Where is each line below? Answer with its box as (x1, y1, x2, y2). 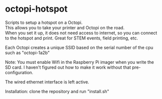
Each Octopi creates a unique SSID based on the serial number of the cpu (5, 44, 154, 50)
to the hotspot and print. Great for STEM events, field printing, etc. (5, 35, 138, 41)
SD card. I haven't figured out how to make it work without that (5, 64, 131, 70)
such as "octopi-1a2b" (5, 50, 50, 56)
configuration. (5, 69, 33, 75)
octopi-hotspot (5, 3, 68, 15)
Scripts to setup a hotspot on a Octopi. (5, 20, 83, 25)
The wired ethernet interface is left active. (5, 79, 89, 85)
